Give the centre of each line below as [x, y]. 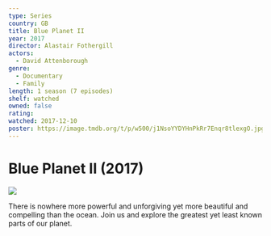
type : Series [30, 16]
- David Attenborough [52, 61]
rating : [21, 114]
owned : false [30, 106]
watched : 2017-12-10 [43, 121]
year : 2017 [27, 38]
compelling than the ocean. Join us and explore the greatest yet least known [135, 214]
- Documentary [39, 76]
